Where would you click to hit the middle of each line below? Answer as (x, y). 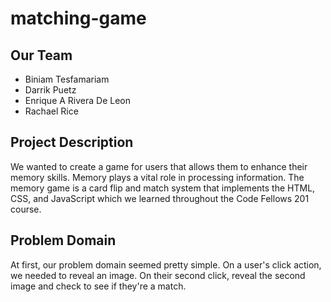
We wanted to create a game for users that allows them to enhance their (159, 166)
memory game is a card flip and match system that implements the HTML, (163, 188)
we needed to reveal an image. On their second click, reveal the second (158, 275)
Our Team (41, 55)
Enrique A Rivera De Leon (78, 100)
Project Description (72, 142)
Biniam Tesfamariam (67, 79)
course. (26, 209)
